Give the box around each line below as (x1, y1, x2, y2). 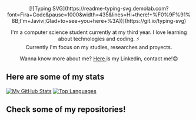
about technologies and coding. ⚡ (58, 35, 140, 42)
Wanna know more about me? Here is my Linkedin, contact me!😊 (19, 55, 178, 62)
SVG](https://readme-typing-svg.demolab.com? (52, 5, 169, 12)
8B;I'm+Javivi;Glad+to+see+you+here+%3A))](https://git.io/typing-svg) (11, 18, 187, 24)
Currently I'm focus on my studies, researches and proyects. (25, 44, 172, 50)
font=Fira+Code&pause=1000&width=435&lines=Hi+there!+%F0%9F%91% (6, 11, 191, 18)
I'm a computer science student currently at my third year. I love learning (11, 29, 187, 36)
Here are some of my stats (6, 72, 105, 82)
